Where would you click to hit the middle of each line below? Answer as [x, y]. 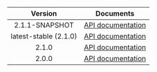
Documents [115, 13]
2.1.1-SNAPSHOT [44, 25]
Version [44, 13]
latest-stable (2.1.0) [44, 36]
